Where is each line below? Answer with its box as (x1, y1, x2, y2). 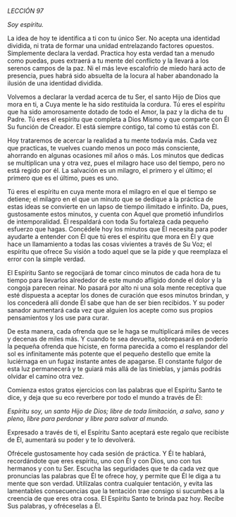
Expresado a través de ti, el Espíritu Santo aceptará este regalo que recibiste (7, 428, 229, 437)
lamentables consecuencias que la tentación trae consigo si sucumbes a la (7, 487, 225, 495)
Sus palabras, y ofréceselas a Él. (7, 501, 102, 510)
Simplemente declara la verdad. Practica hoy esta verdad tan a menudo (7, 49, 215, 57)
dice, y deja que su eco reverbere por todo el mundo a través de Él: (7, 394, 203, 401)
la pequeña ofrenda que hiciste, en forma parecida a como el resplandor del (7, 342, 228, 351)
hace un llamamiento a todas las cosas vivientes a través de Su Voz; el (7, 240, 213, 248)
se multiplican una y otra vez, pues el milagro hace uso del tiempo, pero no (7, 159, 225, 167)
